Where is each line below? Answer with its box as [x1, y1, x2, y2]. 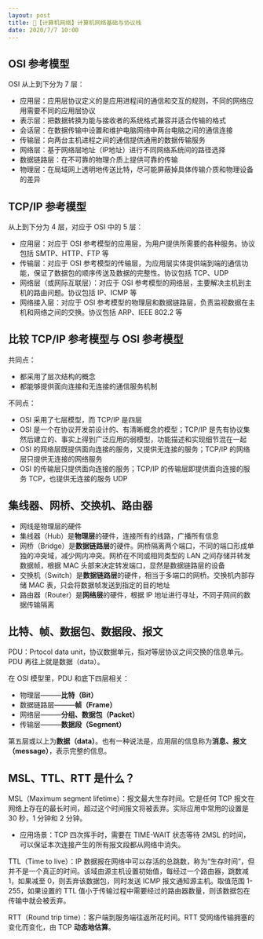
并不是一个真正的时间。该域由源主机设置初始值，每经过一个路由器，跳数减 [8, 867, 249, 876]
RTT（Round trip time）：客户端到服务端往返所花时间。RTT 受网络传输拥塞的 [8, 912, 255, 923]
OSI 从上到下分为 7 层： [8, 79, 85, 89]
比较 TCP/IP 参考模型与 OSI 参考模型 [8, 333, 184, 346]
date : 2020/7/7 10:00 [8, 26, 79, 34]
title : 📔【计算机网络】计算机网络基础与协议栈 [8, 19, 142, 27]
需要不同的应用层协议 [26, 106, 96, 115]
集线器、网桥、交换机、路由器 [8, 499, 153, 513]
